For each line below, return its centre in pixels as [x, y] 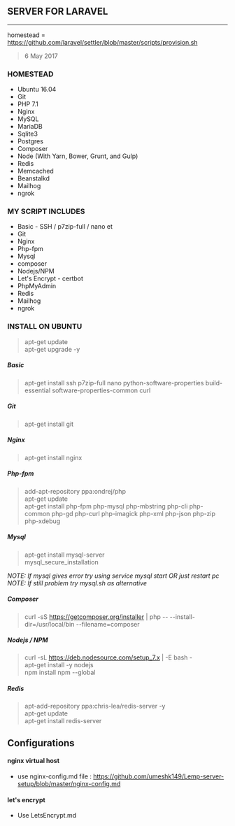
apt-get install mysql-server [64, 555]
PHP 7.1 [28, 104]
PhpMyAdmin [37, 286]
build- [214, 383]
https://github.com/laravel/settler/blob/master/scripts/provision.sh [102, 42]
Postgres [30, 141]
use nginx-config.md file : [55, 776]
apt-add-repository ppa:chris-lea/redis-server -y [95, 706]
